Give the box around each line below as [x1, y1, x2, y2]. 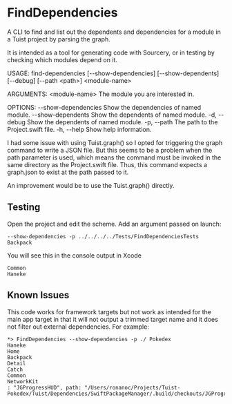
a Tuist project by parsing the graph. [7, 35, 110, 43]
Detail [7, 360, 26, 367]
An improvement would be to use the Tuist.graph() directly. [7, 181, 175, 189]
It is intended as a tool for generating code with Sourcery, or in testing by [7, 48, 215, 57]
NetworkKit [7, 378, 39, 385]
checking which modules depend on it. [7, 55, 117, 64]
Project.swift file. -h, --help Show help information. [7, 125, 152, 133]
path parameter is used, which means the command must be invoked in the [7, 153, 222, 162]
